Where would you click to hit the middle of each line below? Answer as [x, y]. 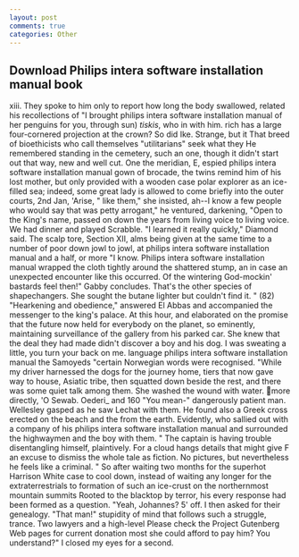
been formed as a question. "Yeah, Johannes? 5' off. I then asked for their [145, 505]
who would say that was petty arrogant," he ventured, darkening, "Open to [146, 210]
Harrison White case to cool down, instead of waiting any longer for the [141, 477]
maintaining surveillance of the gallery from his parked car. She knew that [145, 334]
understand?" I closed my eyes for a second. [91, 543]
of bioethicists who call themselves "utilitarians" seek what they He [133, 144]
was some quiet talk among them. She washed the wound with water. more [150, 391]
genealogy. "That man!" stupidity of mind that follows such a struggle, [138, 514]
